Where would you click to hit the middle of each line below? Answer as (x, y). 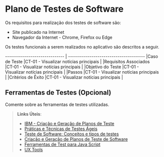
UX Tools (34, 149)
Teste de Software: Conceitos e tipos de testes (71, 134)
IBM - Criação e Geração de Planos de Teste (69, 123)
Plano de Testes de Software (64, 9)
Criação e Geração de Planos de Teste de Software (76, 139)
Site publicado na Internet (38, 32)
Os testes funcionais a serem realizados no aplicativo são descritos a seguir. (82, 47)
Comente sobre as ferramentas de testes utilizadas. (57, 105)
